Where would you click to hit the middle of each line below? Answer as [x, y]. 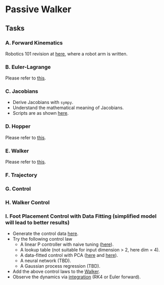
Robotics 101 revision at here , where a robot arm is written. [67, 54]
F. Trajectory [21, 175]
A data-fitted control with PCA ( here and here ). [69, 255]
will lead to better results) [38, 222]
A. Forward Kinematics [34, 43]
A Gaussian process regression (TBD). [60, 266]
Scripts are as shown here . [41, 113]
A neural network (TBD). [45, 261]
